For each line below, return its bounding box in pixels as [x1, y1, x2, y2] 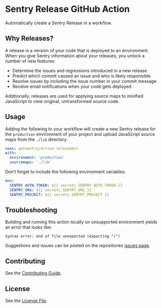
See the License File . [5, 298, 48, 304]
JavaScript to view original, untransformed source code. [5, 98, 120, 104]
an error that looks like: [5, 224, 52, 230]
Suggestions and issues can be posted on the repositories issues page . [5, 243, 151, 248]
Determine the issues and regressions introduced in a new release [12, 67, 147, 73]
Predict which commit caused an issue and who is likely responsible [12, 73, 151, 79]
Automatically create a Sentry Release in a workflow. [5, 20, 112, 26]
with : [5, 150, 16, 156]
